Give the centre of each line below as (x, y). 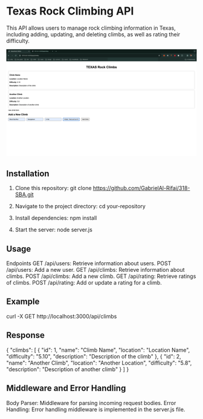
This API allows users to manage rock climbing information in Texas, (91, 28)
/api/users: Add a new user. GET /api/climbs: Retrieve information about (96, 270)
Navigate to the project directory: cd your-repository (80, 206)
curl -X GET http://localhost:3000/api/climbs (62, 316)
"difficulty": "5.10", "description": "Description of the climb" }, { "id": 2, (94, 356)
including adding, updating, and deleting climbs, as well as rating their (93, 34)
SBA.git (24, 194)
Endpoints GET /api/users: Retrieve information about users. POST (89, 263)
